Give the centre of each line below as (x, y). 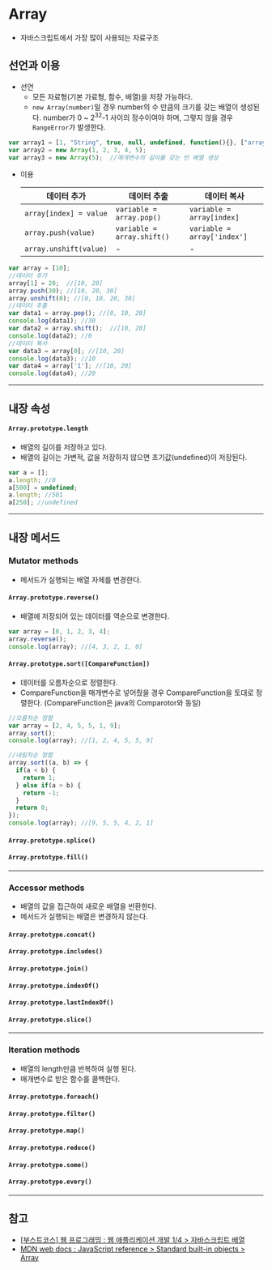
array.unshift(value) (66, 249)
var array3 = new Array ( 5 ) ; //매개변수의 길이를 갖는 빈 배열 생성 (113, 158)
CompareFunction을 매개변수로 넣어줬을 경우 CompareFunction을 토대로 (137, 693)
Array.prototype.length (49, 429)
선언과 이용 (34, 66)
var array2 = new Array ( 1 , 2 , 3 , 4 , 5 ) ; (78, 151)
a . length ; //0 (32, 480)
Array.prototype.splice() (52, 840)
